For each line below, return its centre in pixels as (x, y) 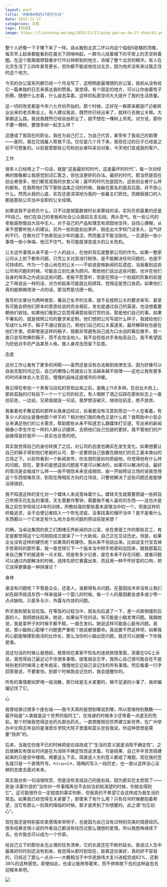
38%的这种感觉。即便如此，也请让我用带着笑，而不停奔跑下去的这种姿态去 (82, 863)
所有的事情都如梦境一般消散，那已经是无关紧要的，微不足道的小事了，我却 (81, 682)
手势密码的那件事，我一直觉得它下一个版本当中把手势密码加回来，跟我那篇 (81, 548)
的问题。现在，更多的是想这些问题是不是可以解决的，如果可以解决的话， (79, 465)
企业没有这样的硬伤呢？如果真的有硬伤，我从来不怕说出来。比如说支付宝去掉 (83, 542)
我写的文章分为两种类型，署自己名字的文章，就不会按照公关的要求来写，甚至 (83, 300)
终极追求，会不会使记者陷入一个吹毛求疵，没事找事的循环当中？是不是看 (79, 513)
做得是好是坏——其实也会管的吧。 (44, 436)
